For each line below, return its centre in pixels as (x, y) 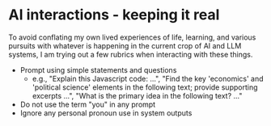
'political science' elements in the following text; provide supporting (145, 87)
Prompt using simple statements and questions (98, 69)
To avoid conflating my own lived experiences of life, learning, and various (132, 37)
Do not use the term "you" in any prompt (88, 104)
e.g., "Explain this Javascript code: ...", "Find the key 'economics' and (148, 78)
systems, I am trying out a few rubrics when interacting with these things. (131, 54)
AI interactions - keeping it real (114, 15)
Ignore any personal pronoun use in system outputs (106, 113)
